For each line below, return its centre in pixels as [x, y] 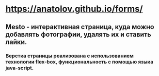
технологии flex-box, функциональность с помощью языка [79, 61]
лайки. [16, 42]
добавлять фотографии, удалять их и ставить [79, 34]
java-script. [20, 68]
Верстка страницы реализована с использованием [70, 56]
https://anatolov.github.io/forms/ [74, 9]
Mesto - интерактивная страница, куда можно [80, 27]
